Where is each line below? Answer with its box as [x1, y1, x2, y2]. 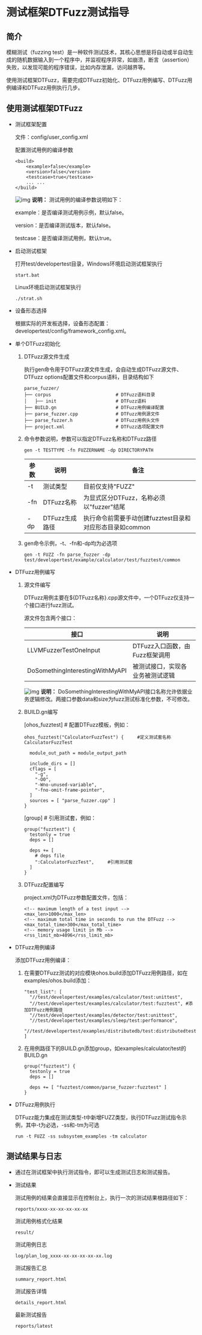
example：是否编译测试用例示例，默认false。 [14, 209, 127, 216]
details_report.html [14, 1299, 67, 1305]
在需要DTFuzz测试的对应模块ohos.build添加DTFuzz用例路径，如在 [23, 969, 188, 977]
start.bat [14, 272, 40, 278]
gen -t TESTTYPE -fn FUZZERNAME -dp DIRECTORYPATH [23, 447, 154, 453]
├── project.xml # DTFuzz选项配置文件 [23, 424, 164, 430]
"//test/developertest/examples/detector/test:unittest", [29, 1012, 178, 1018]
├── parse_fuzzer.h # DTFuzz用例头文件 [23, 417, 160, 423]
